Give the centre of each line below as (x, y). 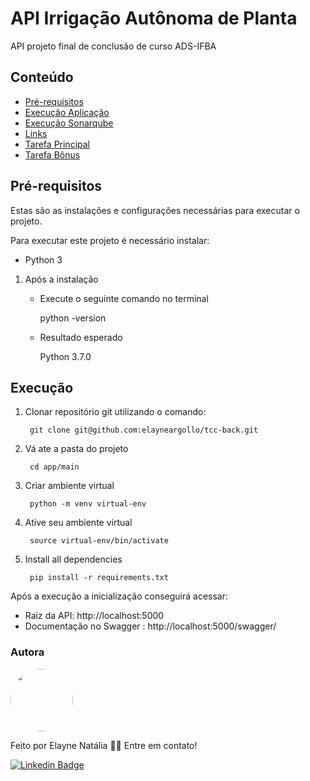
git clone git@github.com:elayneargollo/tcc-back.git (144, 430)
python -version (73, 318)
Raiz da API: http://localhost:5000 (94, 616)
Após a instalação (61, 279)
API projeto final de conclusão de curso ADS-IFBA (113, 46)
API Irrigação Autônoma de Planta (154, 18)
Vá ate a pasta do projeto (76, 449)
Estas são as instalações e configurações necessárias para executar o (155, 210)
